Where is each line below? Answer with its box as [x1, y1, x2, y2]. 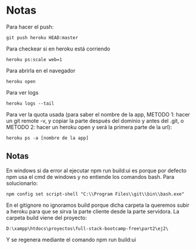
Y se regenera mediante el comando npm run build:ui [6, 236, 137, 243]
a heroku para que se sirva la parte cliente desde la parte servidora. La [6, 207, 179, 215]
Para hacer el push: [6, 23, 54, 30]
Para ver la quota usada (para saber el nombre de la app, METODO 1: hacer [6, 111, 190, 118]
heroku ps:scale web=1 [6, 56, 62, 62]
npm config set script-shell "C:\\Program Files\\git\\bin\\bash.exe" [6, 191, 185, 197]
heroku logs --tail [6, 100, 55, 106]
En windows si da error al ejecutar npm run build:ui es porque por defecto [6, 167, 187, 174]
